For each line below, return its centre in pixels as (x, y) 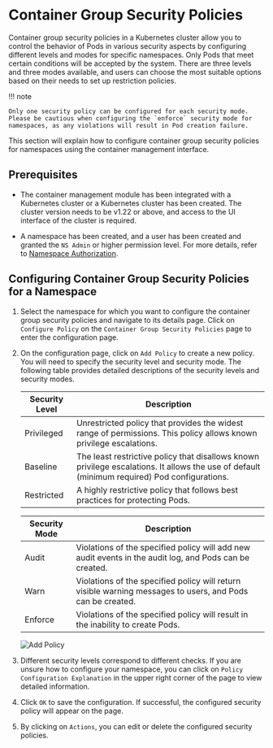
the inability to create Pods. (128, 624)
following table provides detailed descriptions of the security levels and (140, 370)
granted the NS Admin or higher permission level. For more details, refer (139, 245)
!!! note (20, 96)
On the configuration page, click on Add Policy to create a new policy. (137, 353)
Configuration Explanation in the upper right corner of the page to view (141, 677)
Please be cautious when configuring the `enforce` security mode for (130, 118)
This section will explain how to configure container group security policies (134, 141)
